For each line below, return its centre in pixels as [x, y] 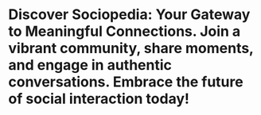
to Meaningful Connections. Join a [125, 31]
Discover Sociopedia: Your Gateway [129, 15]
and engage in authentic [90, 65]
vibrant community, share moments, [131, 48]
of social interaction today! [99, 99]
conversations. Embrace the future [126, 82]
